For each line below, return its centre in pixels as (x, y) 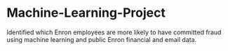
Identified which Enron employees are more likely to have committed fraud (114, 32)
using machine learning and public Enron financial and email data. (102, 39)
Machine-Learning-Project (86, 13)
